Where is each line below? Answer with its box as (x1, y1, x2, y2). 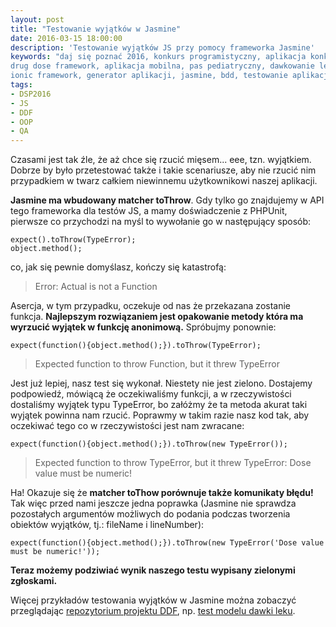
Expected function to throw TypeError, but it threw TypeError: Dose (34, 457, 312, 469)
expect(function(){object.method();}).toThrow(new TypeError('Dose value (10, 538, 325, 548)
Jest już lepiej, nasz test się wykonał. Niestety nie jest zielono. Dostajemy (10, 377, 313, 390)
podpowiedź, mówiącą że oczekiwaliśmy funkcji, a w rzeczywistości (10, 388, 292, 400)
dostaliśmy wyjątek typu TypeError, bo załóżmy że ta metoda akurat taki (10, 399, 308, 411)
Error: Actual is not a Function (34, 281, 158, 293)
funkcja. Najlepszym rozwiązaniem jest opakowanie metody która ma (10, 311, 304, 323)
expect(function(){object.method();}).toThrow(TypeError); (10, 341, 262, 351)
